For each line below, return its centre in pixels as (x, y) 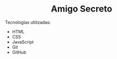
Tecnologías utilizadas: (28, 22)
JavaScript (23, 42)
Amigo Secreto (82, 9)
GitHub (19, 52)
